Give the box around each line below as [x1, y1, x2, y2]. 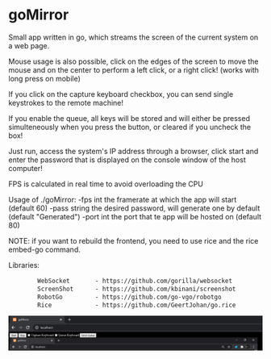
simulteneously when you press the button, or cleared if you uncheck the [8, 122, 252, 131]
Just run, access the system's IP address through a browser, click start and [8, 146, 259, 156]
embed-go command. [8, 244, 81, 254]
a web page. [8, 40, 50, 50]
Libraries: [8, 260, 40, 269]
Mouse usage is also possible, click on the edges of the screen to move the [8, 56, 260, 66]
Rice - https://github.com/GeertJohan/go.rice [37, 301, 236, 309]
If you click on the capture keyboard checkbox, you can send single [8, 89, 234, 98]
